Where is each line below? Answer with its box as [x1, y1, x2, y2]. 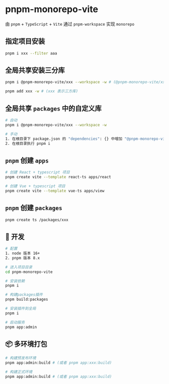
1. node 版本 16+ [5, 251, 40, 256]
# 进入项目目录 [5, 264, 33, 269]
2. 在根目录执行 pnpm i [5, 141, 50, 146]
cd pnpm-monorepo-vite [5, 269, 53, 275]
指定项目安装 [5, 37, 45, 46]
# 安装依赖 [5, 279, 25, 284]
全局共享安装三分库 [5, 66, 65, 75]
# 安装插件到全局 [5, 306, 36, 311]
